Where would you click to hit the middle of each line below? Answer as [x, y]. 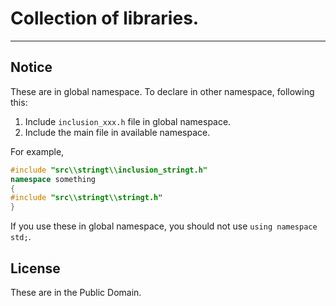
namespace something [53, 179]
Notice [31, 67]
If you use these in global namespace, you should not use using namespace [164, 226]
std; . [21, 237]
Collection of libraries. [105, 18]
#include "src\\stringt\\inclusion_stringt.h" [109, 170]
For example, [37, 151]
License [35, 268]
